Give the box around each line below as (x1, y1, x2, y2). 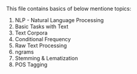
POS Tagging (14, 61, 48, 68)
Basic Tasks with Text (14, 23, 69, 30)
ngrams (14, 48, 34, 55)
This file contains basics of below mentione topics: (6, 5, 132, 12)
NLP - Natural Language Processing (14, 17, 104, 23)
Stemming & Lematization (14, 55, 78, 61)
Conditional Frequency (14, 36, 71, 42)
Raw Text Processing (14, 42, 67, 49)
